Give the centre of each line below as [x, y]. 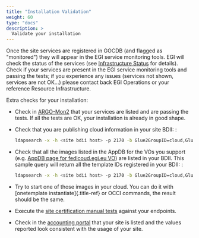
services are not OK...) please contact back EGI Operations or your [88, 82]
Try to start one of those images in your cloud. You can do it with [94, 187]
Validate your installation [46, 34]
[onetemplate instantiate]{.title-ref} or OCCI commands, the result [95, 193]
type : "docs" [22, 23]
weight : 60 [20, 17]
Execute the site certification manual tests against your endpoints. [96, 211]
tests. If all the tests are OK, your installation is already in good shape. [100, 118]
